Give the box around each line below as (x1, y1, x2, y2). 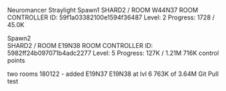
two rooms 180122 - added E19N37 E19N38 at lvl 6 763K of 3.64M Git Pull (7, 69, 219, 78)
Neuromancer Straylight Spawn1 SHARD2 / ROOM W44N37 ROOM (7, 6, 199, 14)
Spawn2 (7, 34, 31, 42)
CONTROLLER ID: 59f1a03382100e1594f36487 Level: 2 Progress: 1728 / (7, 13, 215, 22)
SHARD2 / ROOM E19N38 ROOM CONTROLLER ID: (7, 42, 153, 49)
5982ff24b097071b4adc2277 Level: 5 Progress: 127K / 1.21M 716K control (7, 49, 220, 57)
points (7, 56, 26, 65)
